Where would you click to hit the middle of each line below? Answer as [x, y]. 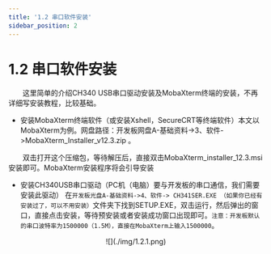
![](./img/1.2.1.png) [136, 242]
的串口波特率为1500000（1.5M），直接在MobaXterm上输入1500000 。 [119, 226]
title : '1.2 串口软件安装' [50, 17]
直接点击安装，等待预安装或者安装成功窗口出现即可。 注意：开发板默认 [147, 215]
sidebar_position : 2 [43, 25]
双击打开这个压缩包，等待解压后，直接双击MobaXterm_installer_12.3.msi [143, 158]
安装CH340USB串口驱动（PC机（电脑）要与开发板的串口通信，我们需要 [140, 185]
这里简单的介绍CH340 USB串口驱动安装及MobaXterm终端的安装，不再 [141, 93]
